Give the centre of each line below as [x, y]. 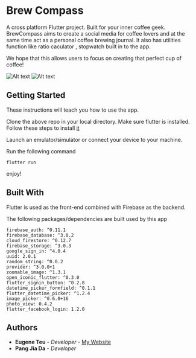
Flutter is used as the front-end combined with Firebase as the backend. [96, 207]
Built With [25, 193]
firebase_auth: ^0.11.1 [36, 230]
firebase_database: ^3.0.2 [40, 235]
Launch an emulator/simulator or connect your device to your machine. [94, 139]
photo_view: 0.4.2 [29, 304]
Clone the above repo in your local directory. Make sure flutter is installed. [98, 121]
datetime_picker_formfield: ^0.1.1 [51, 288]
